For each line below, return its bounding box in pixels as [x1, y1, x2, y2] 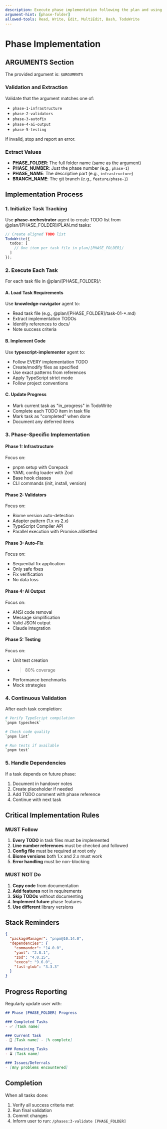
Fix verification [12, 571, 43, 577]
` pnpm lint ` [5, 734, 30, 739]
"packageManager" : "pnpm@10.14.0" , [9, 936, 84, 941]
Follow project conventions [12, 380, 68, 386]
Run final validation [12, 1107, 52, 1113]
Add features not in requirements [12, 888, 82, 894]
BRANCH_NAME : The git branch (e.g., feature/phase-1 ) [12, 176, 128, 182]
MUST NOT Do [5, 871, 41, 878]
